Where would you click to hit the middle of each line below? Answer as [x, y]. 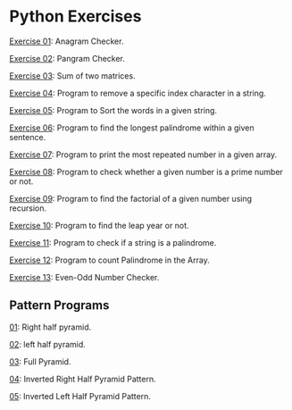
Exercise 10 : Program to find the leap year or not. [99, 225]
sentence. [28, 137]
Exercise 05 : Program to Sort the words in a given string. [113, 110]
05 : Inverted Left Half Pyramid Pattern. [80, 396]
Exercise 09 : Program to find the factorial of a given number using [131, 198]
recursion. [28, 208]
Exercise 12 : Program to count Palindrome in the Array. [109, 260]
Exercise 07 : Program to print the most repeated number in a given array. [143, 155]
